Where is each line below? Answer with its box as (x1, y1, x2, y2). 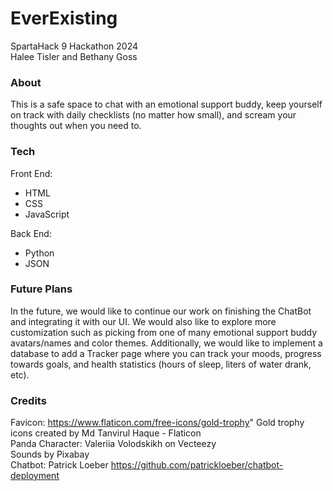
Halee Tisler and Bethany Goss (10, 50, 138, 62)
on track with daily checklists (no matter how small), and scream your (10, 109, 297, 121)
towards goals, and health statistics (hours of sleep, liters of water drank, (10, 358, 312, 370)
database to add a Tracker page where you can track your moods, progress (10, 347, 322, 359)
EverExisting (10, 7, 118, 30)
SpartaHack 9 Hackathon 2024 (10, 40, 139, 52)
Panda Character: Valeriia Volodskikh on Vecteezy (10, 438, 217, 450)
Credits (10, 393, 47, 407)
